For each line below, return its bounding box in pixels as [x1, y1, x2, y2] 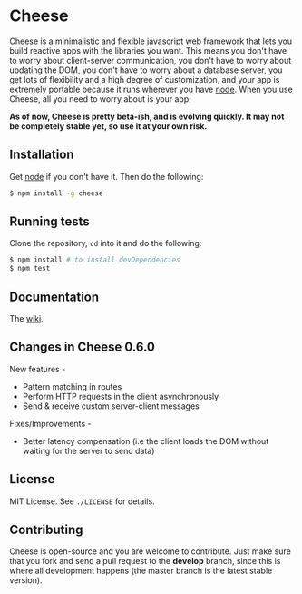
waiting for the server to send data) [22, 445, 155, 456]
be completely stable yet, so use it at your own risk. [9, 120, 208, 132]
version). [9, 575, 43, 586]
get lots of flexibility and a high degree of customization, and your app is [9, 74, 280, 84]
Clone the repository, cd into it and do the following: [9, 238, 202, 249]
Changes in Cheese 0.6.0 [9, 340, 156, 355]
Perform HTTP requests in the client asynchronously [22, 391, 219, 401]
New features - [9, 363, 66, 374]
